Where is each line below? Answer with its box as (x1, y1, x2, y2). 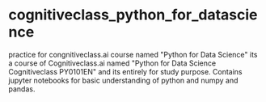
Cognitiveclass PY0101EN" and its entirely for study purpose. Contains (8, 66, 243, 76)
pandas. (8, 83, 36, 94)
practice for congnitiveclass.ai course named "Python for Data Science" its (8, 49, 258, 59)
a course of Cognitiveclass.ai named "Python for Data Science (8, 58, 217, 68)
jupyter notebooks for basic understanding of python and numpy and (8, 75, 239, 85)
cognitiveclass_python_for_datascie (8, 6, 258, 24)
